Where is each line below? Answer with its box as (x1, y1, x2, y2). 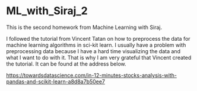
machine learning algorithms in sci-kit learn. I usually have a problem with (6, 41, 186, 48)
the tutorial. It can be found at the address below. (6, 60, 126, 67)
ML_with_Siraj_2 (6, 4, 88, 18)
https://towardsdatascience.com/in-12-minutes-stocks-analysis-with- (6, 71, 177, 79)
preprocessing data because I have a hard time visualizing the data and (6, 47, 181, 54)
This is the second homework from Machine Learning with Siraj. (6, 24, 162, 31)
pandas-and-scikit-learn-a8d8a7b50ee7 (6, 78, 106, 85)
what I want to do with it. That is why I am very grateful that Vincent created (6, 54, 192, 61)
